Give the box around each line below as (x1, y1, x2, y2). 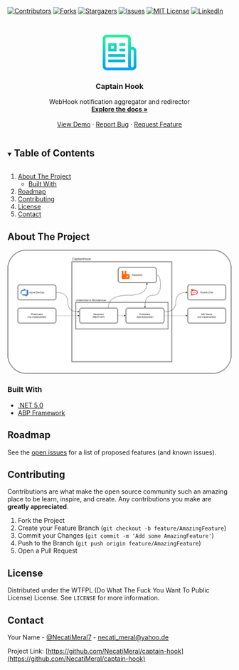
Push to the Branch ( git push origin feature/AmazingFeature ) (17, 539, 201, 548)
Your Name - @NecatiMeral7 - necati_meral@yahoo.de (7, 633, 169, 642)
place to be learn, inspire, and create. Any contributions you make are (7, 495, 212, 504)
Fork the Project (17, 516, 65, 525)
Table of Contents (14, 147, 95, 159)
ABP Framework (17, 408, 65, 417)
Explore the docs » (91, 105, 148, 114)
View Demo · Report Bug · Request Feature (56, 120, 183, 129)
